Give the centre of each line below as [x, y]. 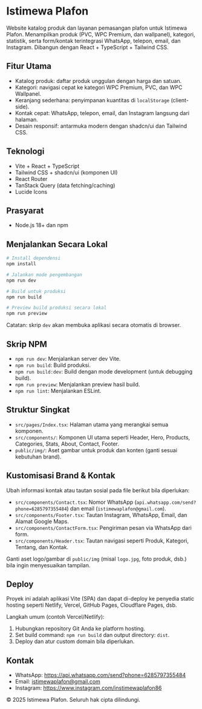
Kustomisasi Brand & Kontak [61, 476]
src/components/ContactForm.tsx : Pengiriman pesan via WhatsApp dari [103, 527]
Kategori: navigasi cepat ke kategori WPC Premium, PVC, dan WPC [99, 87]
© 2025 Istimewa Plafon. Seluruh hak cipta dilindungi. [73, 700]
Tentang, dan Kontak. [41, 547]
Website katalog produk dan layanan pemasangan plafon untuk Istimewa [97, 28]
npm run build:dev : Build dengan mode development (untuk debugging [104, 371]
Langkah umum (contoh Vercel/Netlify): [55, 617]
